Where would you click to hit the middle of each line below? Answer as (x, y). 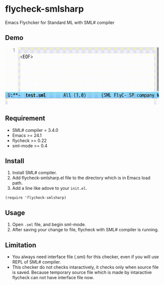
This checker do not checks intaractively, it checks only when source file (85, 267)
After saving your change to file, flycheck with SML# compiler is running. (85, 230)
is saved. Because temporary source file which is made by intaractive (82, 272)
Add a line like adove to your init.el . (50, 188)
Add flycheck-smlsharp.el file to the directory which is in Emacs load (81, 178)
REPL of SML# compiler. (36, 262)
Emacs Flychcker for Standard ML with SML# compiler (60, 22)
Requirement (25, 118)
